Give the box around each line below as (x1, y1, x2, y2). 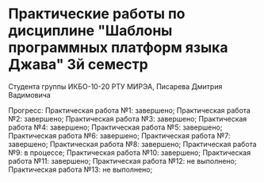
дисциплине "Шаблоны (8, 21, 173, 40)
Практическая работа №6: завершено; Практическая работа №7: (8, 130, 231, 140)
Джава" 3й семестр (8, 56, 148, 74)
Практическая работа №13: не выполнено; (8, 165, 153, 174)
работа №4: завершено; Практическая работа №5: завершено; (8, 122, 223, 132)
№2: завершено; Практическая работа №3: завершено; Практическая (8, 114, 247, 123)
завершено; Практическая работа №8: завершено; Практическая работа (8, 139, 257, 149)
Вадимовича (8, 90, 52, 99)
